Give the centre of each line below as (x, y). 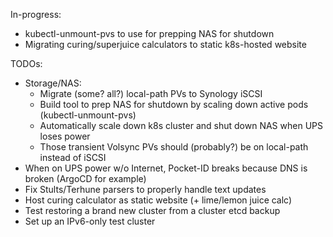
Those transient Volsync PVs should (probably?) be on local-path (174, 147)
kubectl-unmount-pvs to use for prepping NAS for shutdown (149, 33)
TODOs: (26, 63)
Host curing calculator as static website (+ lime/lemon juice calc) (158, 200)
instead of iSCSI (73, 157)
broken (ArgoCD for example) (85, 178)
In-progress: (36, 14)
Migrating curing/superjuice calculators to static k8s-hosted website (165, 44)
